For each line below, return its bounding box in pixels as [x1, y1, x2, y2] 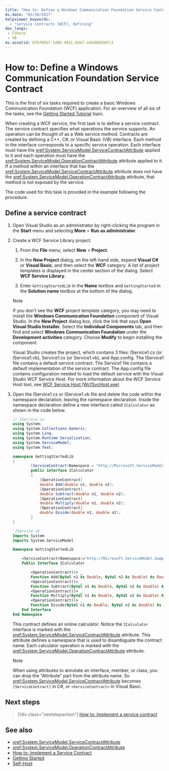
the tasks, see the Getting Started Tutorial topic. [5, 110, 105, 116]
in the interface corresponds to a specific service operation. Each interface [5, 141, 161, 147]
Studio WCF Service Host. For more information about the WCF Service [12, 376, 161, 382]
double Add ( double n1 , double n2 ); [39, 482, 115, 487]
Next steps [5, 698, 40, 707]
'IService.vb [12, 528, 40, 533]
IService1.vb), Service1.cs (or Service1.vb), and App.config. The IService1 [12, 354, 164, 360]
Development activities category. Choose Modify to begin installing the [12, 334, 162, 340]
